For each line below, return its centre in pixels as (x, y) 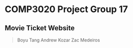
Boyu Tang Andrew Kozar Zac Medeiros (58, 40)
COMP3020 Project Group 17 (66, 9)
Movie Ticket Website (40, 28)
